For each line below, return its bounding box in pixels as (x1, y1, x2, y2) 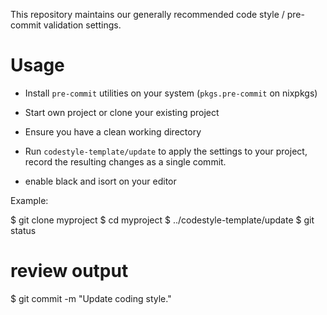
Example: (10, 194, 49, 206)
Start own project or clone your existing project (24, 106, 220, 118)
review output (10, 260, 129, 283)
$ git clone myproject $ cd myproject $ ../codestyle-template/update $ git (10, 214, 315, 226)
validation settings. (43, 19, 122, 31)
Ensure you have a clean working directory (24, 125, 202, 138)
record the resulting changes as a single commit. (24, 155, 227, 168)
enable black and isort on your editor (24, 175, 177, 187)
